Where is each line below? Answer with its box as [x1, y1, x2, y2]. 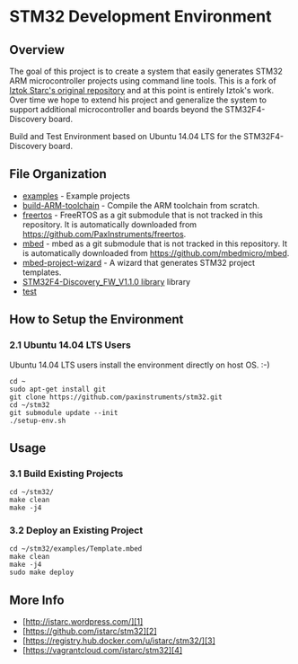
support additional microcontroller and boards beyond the [9, 104, 223, 114]
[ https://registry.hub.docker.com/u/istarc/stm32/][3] [22, 635, 215, 646]
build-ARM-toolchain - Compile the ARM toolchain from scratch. [22, 199, 260, 210]
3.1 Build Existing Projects [9, 467, 124, 480]
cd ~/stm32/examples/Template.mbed [9, 544, 143, 553]
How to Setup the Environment [9, 312, 184, 327]
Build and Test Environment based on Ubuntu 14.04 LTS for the [9, 131, 242, 141]
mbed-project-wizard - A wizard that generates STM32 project [22, 257, 256, 268]
